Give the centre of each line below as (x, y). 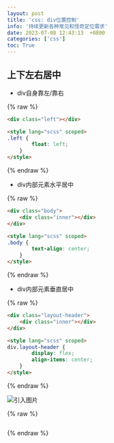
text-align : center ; (61, 249)
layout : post (26, 13)
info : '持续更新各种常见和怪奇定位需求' (57, 26)
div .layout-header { (37, 347)
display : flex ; (53, 354)
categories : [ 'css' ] (37, 39)
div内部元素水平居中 (45, 185)
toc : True (21, 45)
